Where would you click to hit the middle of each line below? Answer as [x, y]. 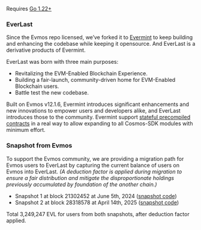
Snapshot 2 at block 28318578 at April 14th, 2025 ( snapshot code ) [97, 202]
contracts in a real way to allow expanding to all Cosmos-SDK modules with [100, 123]
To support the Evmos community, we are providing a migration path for [95, 158]
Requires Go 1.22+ [29, 9]
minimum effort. [26, 130]
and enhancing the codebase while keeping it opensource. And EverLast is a [101, 44]
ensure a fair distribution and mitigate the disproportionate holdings [90, 178]
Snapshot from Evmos [39, 146]
